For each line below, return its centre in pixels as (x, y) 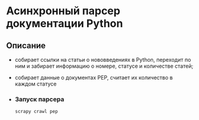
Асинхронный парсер (63, 11)
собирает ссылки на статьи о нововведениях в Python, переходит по (103, 60)
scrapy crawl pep (36, 112)
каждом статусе (35, 84)
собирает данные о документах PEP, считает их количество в (94, 78)
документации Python (65, 23)
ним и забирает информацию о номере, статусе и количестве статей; (104, 66)
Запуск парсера (39, 99)
